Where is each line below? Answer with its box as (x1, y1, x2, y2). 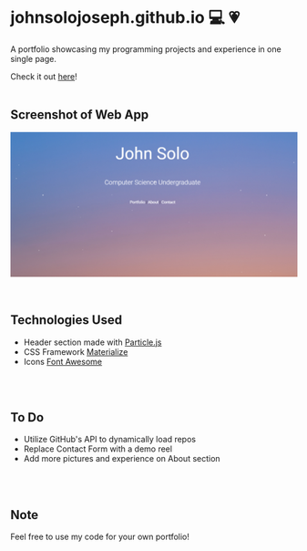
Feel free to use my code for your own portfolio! (10, 531, 190, 543)
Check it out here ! (10, 70, 78, 82)
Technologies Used (10, 312, 122, 328)
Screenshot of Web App (10, 107, 149, 123)
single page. (10, 53, 57, 64)
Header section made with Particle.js (23, 337, 162, 348)
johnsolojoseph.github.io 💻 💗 (10, 7, 240, 28)
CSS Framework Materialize (23, 346, 128, 357)
